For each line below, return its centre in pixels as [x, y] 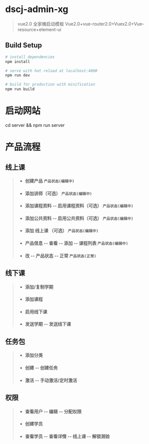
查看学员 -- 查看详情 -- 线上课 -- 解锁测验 [67, 436]
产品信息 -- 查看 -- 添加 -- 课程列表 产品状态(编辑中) [77, 243]
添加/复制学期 [39, 287]
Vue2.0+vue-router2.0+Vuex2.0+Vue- [105, 24]
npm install [18, 61]
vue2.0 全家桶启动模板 [41, 24]
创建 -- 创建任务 [41, 368]
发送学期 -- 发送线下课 [48, 324]
